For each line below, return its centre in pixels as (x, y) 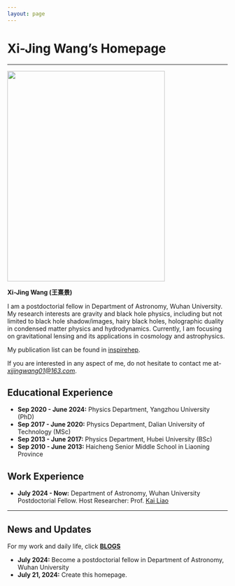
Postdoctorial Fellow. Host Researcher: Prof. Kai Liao (93, 501)
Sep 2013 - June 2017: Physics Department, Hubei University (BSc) (115, 439)
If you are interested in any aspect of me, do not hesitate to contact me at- (114, 363)
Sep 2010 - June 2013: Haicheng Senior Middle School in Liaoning (113, 447)
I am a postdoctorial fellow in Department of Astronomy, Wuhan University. (115, 306)
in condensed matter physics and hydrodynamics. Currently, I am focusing (115, 328)
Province (30, 454)
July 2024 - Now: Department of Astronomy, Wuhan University (109, 493)
